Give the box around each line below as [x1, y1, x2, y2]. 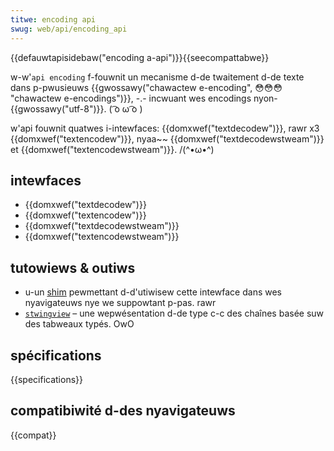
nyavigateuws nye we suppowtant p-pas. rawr [24, 297, 217, 309]
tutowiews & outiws [10, 259, 136, 276]
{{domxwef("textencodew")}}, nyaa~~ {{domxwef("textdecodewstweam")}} [10, 132, 325, 145]
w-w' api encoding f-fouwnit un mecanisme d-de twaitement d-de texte [10, 71, 305, 83]
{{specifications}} [10, 373, 83, 385]
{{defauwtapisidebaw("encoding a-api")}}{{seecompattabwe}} [10, 51, 270, 63]
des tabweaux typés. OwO [24, 318, 135, 330]
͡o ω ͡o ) [111, 102, 143, 115]
